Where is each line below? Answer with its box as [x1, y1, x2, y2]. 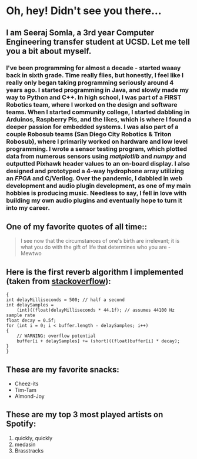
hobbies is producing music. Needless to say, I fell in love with [6, 189, 187, 197]
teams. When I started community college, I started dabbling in [6, 108, 190, 116]
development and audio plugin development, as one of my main [6, 181, 191, 190]
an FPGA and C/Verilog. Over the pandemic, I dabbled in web [6, 174, 183, 182]
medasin [14, 441, 36, 448]
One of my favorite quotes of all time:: [6, 222, 148, 232]
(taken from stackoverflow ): [6, 276, 112, 286]
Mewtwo [20, 250, 42, 257]
